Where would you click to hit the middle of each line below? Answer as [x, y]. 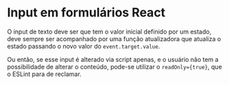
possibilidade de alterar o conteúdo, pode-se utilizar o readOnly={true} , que [115, 66]
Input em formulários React [86, 13]
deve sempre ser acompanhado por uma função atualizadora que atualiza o [114, 38]
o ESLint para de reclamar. [45, 74]
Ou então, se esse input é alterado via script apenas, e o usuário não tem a [113, 59]
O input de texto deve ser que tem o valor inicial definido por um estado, [109, 32]
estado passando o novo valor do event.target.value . [84, 46]
